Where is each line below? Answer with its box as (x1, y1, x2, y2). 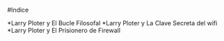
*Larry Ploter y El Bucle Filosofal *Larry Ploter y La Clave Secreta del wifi (7, 19, 218, 27)
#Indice (7, 6, 29, 14)
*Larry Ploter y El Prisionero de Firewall (7, 27, 120, 34)
